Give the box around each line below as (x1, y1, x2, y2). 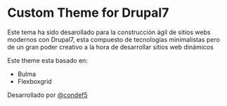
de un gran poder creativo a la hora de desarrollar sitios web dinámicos (7, 43, 214, 51)
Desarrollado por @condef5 (7, 91, 88, 99)
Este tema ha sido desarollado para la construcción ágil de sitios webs (7, 28, 211, 36)
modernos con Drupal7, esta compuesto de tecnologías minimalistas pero (7, 35, 220, 43)
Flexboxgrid (17, 77, 52, 85)
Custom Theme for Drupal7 (7, 5, 169, 21)
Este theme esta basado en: (7, 56, 88, 64)
